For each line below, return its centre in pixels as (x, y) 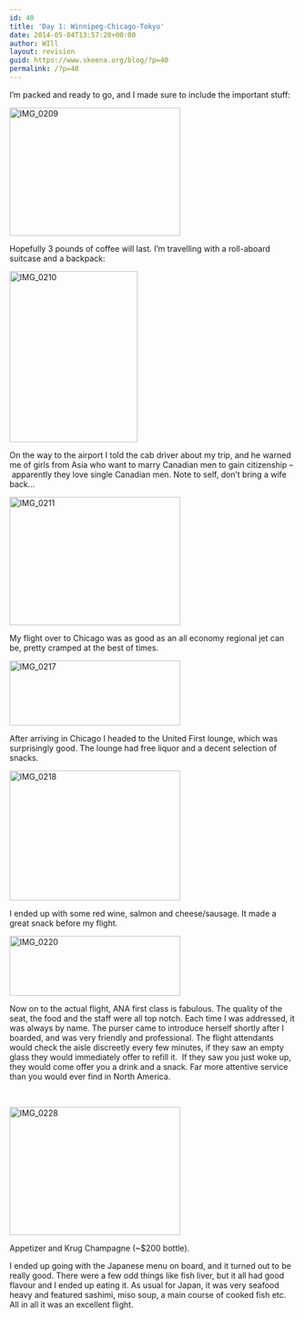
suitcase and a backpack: (57, 258)
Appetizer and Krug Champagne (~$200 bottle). (100, 1248)
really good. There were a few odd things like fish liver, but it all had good (147, 1275)
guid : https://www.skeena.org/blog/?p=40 (89, 60)
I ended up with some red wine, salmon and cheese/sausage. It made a (143, 913)
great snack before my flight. (64, 923)
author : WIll (34, 43)
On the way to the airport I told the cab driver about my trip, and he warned (150, 455)
